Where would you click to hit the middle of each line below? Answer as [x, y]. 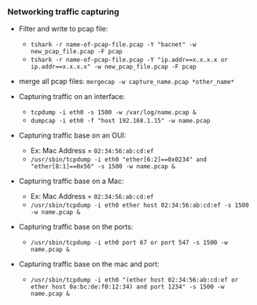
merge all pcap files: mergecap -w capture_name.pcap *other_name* [127, 82]
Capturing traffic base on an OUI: [72, 135]
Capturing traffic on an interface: [72, 97]
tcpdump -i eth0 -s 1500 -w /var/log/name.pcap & [114, 112]
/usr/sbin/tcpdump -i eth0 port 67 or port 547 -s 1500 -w [129, 243]
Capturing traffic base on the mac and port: [89, 264]
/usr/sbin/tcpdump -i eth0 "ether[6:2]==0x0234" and [119, 160]
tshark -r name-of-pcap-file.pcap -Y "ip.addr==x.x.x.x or [129, 60]
